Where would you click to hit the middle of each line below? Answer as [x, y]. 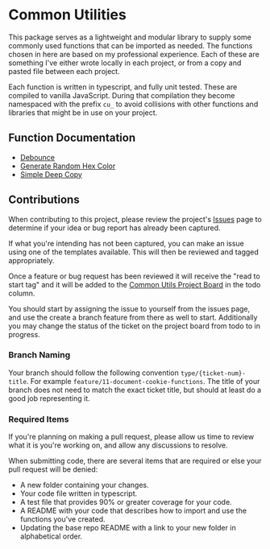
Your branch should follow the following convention [94, 373]
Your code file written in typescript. [79, 493]
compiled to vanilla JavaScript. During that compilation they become [122, 95]
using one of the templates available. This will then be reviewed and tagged [134, 252]
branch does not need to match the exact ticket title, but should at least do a [135, 390]
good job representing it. [49, 398]
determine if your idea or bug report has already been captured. [114, 228]
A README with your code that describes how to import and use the [133, 511]
